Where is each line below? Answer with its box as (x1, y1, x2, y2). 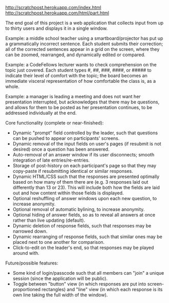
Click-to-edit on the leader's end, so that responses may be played (12, 244, 154, 251)
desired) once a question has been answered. (12, 146, 110, 152)
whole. (5, 83, 19, 90)
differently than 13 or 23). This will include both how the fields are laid (12, 185, 160, 190)
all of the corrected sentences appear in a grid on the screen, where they (5, 46, 160, 52)
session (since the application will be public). (12, 275, 108, 281)
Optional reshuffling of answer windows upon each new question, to (12, 195, 157, 201)
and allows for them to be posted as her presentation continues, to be (5, 104, 153, 110)
